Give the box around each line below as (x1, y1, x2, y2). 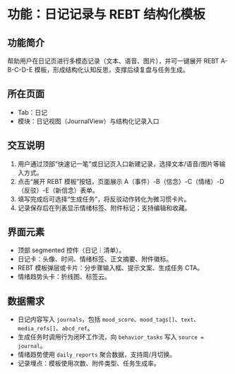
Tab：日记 (17, 108, 48, 116)
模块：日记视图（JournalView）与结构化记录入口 (17, 117, 159, 125)
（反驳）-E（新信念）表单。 (17, 186, 99, 194)
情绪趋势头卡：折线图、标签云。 (17, 273, 111, 281)
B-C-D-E (7, 66, 33, 74)
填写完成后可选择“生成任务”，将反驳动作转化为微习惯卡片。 (17, 194, 191, 203)
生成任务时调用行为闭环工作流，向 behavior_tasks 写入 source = (17, 332, 205, 342)
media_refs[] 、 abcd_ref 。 (17, 324, 94, 332)
